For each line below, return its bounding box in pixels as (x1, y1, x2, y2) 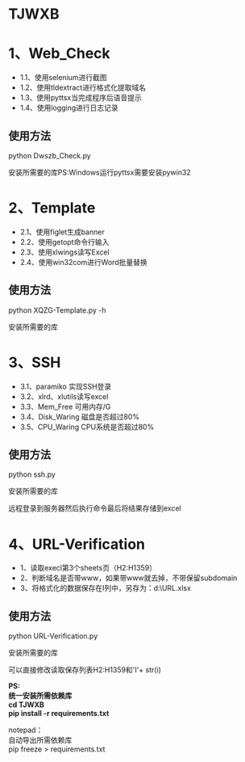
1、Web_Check (8, 44, 110, 63)
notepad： (8, 725, 44, 735)
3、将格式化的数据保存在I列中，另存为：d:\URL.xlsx (19, 583, 192, 593)
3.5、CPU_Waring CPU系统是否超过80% (19, 422, 155, 432)
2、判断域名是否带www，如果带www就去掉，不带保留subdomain (19, 573, 238, 583)
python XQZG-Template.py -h (8, 305, 106, 315)
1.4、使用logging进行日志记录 (19, 103, 118, 113)
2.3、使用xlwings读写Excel (19, 247, 110, 257)
